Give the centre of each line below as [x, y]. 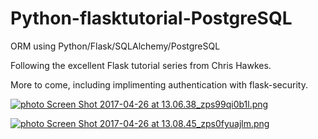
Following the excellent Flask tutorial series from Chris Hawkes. [141, 65]
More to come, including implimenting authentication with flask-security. [159, 84]
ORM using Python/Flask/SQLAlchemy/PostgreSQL [115, 46]
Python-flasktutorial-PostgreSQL [151, 18]
